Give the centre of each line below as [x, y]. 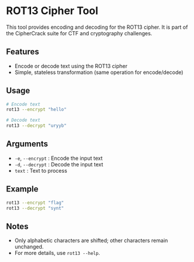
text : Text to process [41, 170]
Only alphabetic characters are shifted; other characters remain [91, 241]
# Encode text [23, 104]
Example [22, 189]
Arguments [27, 144]
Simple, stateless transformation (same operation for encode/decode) [99, 72]
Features [23, 52]
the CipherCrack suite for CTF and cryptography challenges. [79, 33]
